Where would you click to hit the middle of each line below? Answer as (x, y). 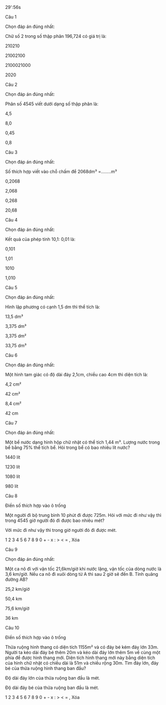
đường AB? (16, 579)
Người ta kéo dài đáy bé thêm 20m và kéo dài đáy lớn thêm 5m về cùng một (83, 652)
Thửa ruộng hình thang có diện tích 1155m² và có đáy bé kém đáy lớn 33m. (82, 647)
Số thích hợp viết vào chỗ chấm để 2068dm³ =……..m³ (61, 171)
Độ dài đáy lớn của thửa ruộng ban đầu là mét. (53, 678)
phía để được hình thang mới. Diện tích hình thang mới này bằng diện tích (80, 658)
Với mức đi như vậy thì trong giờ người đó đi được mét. (61, 530)
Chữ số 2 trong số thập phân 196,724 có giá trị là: (56, 36)
